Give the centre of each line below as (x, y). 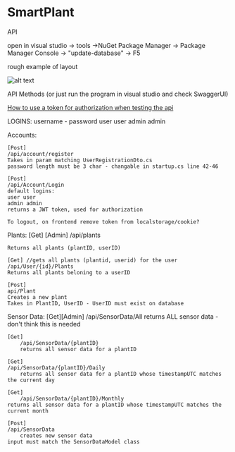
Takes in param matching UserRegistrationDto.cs (80, 160)
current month (28, 411)
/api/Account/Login (36, 185)
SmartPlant (41, 12)
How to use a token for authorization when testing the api (90, 107)
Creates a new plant (38, 297)
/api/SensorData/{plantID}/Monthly (72, 398)
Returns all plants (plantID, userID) (64, 248)
